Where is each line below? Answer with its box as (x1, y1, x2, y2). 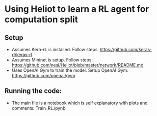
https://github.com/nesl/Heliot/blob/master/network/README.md (11, 62, 144, 68)
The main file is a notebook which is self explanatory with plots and (11, 100, 148, 106)
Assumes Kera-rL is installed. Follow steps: (11, 47, 99, 52)
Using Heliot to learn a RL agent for (4, 3, 149, 15)
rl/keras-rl (11, 52, 32, 58)
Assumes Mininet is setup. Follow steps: (11, 57, 93, 62)
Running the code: (4, 87, 62, 95)
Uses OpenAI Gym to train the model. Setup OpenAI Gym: (11, 67, 129, 73)
